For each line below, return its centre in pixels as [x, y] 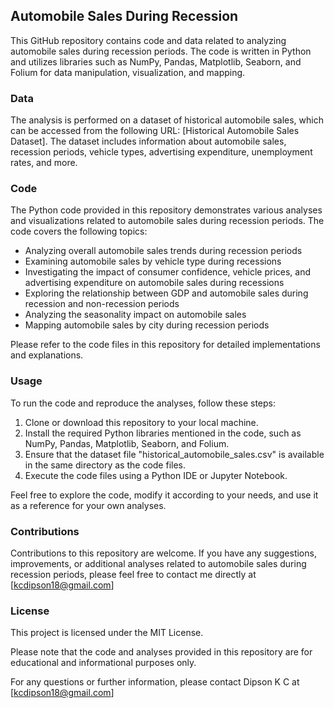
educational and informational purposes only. [103, 663]
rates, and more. [44, 163]
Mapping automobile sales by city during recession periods [147, 325]
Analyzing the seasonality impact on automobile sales [135, 315]
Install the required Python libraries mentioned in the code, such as [163, 433]
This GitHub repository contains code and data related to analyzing [148, 40]
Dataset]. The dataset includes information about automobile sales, [148, 141]
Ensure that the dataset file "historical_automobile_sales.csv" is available [174, 454]
